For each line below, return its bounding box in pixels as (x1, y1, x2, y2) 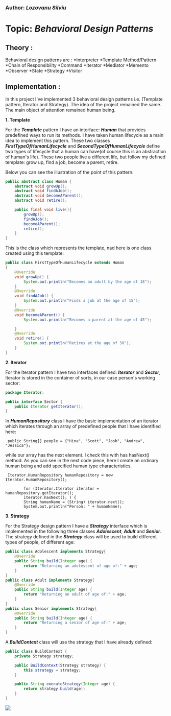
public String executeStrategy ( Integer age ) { (14, 681, 115, 687)
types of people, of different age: (5, 539, 75, 545)
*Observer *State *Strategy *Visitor (5, 67, 83, 74)
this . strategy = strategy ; (23, 667, 81, 673)
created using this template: (5, 250, 64, 256)
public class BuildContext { (5, 649, 67, 654)
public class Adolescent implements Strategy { (5, 549, 106, 554)
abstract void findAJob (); (14, 188, 72, 194)
